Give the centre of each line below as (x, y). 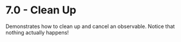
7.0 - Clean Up (41, 10)
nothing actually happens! (37, 32)
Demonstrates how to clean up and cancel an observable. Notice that (90, 26)
